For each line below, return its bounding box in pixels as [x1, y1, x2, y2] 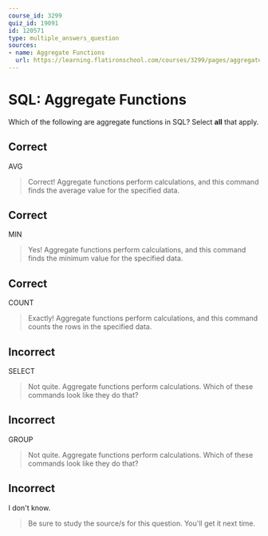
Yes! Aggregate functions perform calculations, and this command [27, 245, 246, 255]
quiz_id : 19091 [8, 19, 59, 27]
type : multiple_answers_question [8, 34, 120, 42]
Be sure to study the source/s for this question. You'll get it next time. [27, 518, 256, 528]
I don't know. [8, 502, 51, 512]
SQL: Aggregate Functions [8, 91, 187, 109]
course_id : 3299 [8, 11, 62, 20]
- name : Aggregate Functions [8, 49, 105, 57]
